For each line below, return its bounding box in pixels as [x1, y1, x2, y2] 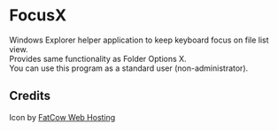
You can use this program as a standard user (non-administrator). [9, 63, 249, 73]
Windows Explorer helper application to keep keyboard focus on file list [9, 35, 269, 45]
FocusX [9, 5, 67, 26]
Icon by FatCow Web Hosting [9, 112, 116, 122]
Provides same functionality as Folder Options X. [9, 53, 188, 64]
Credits [9, 89, 51, 104]
